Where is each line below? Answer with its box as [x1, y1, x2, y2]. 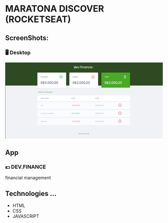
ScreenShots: [5, 34, 49, 42]
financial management [5, 175, 51, 181]
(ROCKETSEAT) [5, 14, 71, 25]
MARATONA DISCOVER [5, 3, 104, 15]
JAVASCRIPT [12, 213, 39, 219]
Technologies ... [5, 189, 57, 198]
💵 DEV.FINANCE [5, 163, 46, 170]
